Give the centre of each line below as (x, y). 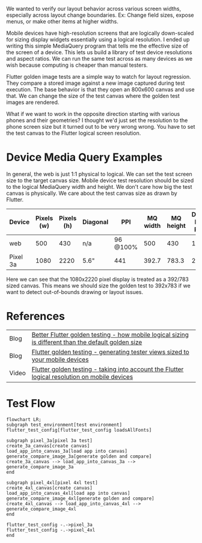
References (35, 317)
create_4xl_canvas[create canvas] (50, 488)
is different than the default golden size (87, 342)
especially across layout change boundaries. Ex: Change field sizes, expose (100, 15)
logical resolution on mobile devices (82, 376)
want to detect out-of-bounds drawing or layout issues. (75, 292)
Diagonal (95, 222)
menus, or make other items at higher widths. (62, 21)
